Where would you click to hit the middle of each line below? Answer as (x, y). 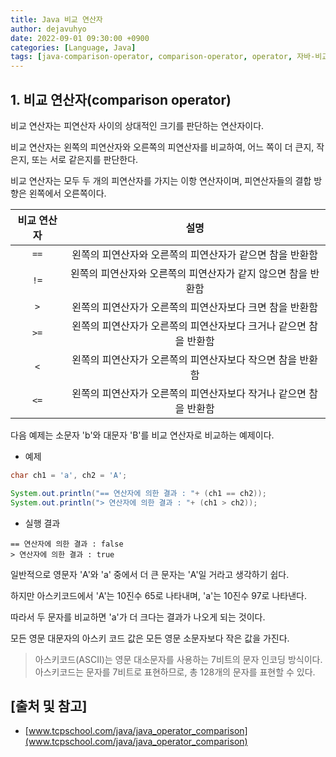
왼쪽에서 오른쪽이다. (67, 193)
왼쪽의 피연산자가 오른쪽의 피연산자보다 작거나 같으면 (189, 393)
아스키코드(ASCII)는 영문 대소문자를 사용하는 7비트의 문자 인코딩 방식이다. (178, 659)
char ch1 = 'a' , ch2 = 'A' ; (69, 475)
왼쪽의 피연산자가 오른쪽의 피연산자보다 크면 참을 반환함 (194, 307)
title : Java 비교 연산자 (56, 19)
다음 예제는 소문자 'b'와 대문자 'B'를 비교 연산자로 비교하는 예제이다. (142, 435)
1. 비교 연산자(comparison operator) (121, 99)
